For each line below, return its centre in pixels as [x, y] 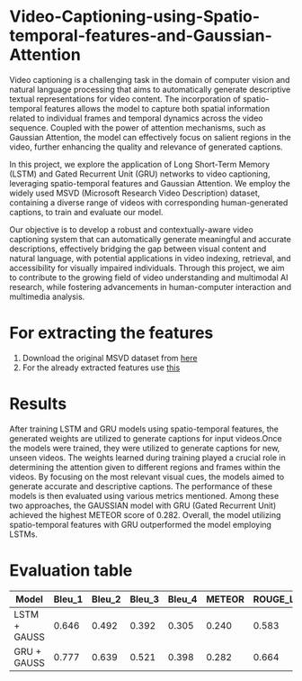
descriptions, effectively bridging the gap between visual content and [138, 249]
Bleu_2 [106, 599]
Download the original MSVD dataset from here [110, 358]
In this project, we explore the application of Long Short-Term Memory [140, 164]
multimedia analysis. [47, 296]
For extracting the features [111, 333]
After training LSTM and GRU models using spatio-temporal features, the [144, 429]
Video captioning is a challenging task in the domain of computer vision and [150, 79]
